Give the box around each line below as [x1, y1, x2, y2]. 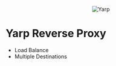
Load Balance [14, 46, 49, 53]
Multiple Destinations [14, 53, 68, 60]
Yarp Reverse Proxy [5, 27, 106, 40]
